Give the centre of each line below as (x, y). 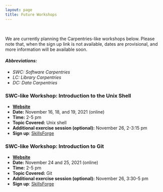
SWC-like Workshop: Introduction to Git (55, 146)
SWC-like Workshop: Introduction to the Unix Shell (68, 95)
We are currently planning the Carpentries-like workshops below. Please (80, 39)
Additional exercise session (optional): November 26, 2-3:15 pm (80, 128)
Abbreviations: (21, 61)
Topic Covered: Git (32, 173)
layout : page (19, 10)
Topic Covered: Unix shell (39, 123)
